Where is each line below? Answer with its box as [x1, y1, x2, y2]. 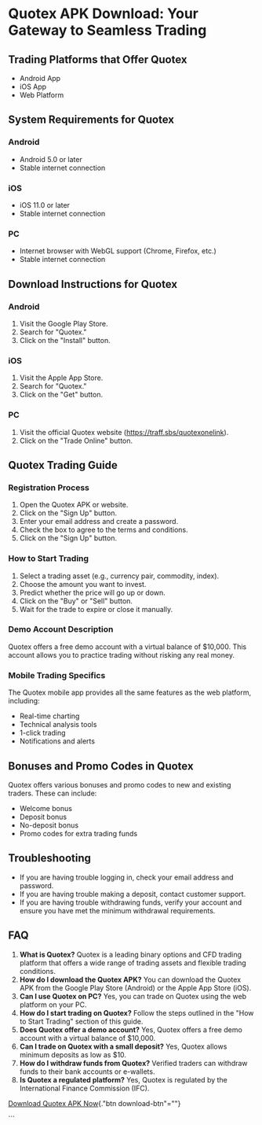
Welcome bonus [19, 803, 73, 813]
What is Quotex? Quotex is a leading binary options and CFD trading [19, 950, 242, 959]
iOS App [19, 82, 47, 91]
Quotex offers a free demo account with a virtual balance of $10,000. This [8, 642, 247, 651]
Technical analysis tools [19, 720, 97, 729]
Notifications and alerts [19, 736, 96, 746]
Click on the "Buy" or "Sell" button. [19, 596, 133, 606]
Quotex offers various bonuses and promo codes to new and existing [8, 780, 231, 789]
